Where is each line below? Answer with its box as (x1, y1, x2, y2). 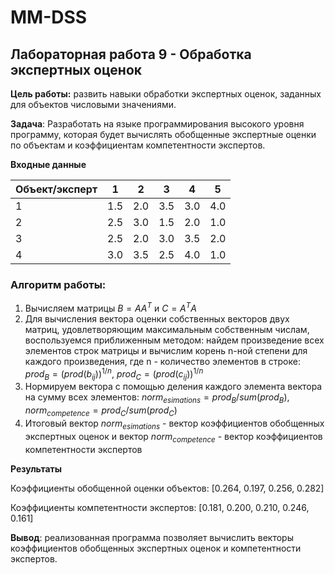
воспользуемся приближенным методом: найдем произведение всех (24, 334, 325, 346)
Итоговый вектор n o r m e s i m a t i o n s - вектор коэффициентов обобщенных (24, 417, 325, 431)
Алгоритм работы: (10, 277, 107, 291)
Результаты (10, 462, 63, 475)
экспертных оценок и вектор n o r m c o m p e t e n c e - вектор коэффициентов (24, 430, 323, 445)
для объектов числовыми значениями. (10, 99, 177, 110)
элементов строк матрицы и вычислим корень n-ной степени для (24, 344, 308, 356)
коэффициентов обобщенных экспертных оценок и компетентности (10, 542, 302, 554)
